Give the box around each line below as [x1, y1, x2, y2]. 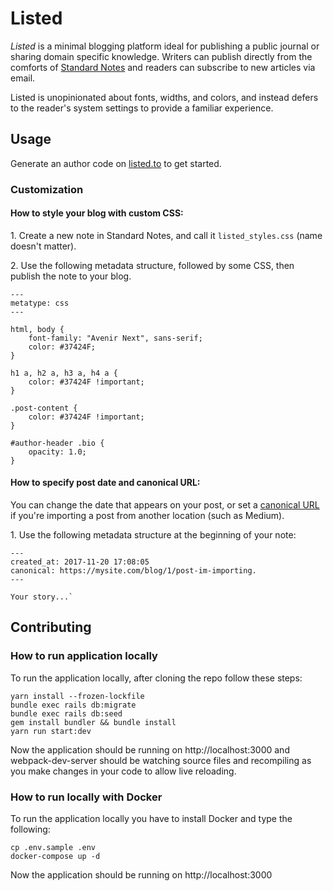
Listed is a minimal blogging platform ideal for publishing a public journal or [10, 40, 320, 52]
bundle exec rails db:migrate [10, 700, 137, 710]
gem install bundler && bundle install [10, 717, 177, 727]
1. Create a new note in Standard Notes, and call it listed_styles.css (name [10, 229, 323, 241]
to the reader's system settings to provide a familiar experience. [10, 102, 274, 114]
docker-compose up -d [10, 852, 101, 862]
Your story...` [10, 592, 74, 602]
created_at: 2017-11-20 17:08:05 [10, 557, 150, 567]
